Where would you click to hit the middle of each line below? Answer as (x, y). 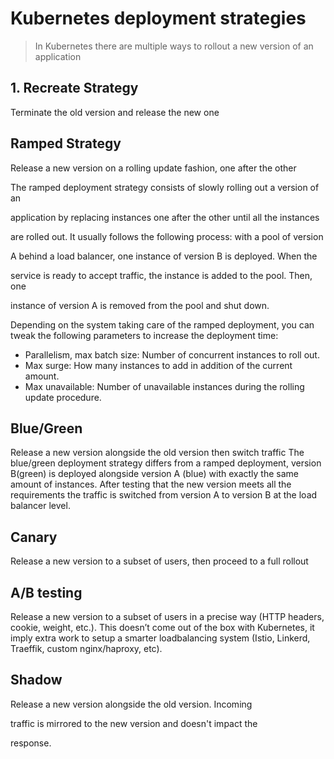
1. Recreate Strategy (74, 88)
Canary (34, 537)
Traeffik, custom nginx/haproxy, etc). (86, 648)
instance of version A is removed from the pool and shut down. (140, 305)
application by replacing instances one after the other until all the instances (165, 217)
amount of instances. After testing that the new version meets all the (151, 484)
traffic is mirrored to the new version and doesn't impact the (134, 723)
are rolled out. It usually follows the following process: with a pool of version (167, 236)
